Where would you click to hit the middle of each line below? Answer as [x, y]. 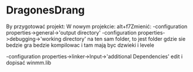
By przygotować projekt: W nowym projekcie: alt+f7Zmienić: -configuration [97, 26]
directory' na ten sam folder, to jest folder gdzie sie [124, 39]
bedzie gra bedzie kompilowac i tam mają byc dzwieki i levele [80, 45]
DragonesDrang [45, 10]
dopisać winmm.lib [29, 63]
